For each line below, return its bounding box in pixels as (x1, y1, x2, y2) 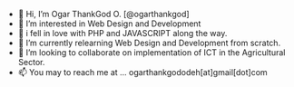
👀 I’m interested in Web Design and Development (17, 18, 201, 29)
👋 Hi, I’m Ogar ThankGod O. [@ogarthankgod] (17, 9, 190, 19)
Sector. (17, 57, 45, 67)
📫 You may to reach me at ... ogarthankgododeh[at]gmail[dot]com (17, 67, 268, 77)
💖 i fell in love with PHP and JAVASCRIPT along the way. (17, 28, 228, 38)
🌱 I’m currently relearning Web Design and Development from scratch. (17, 37, 281, 48)
